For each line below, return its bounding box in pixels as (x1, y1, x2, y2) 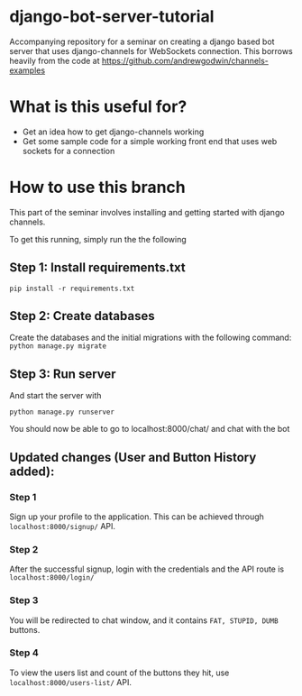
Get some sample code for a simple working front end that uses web (22, 135, 278, 146)
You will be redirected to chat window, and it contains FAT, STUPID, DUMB (9, 615, 279, 626)
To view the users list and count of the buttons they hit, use (9, 667, 230, 678)
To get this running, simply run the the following (9, 234, 187, 244)
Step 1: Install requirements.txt (9, 260, 187, 276)
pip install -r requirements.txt (9, 284, 135, 293)
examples (9, 65, 46, 76)
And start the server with (9, 390, 102, 401)
